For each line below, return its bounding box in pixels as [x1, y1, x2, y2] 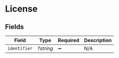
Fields [5, 23, 24, 31]
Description [84, 37, 112, 43]
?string [37, 45, 54, 52]
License [5, 3, 38, 14]
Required [58, 37, 79, 43]
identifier [7, 46, 33, 51]
